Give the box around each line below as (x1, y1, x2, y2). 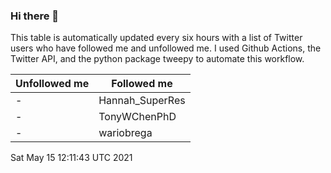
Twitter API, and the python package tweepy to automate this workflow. (10, 53, 305, 65)
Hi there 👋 (10, 9, 60, 23)
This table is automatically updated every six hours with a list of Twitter (10, 32, 303, 44)
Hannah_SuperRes (98, 94, 186, 108)
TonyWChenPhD (98, 110, 177, 124)
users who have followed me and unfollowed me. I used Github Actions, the (10, 42, 322, 54)
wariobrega (98, 126, 153, 140)
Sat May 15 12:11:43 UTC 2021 (10, 152, 133, 164)
